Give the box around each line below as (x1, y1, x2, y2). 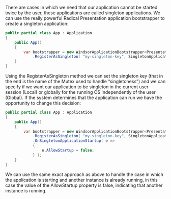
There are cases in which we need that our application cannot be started (5, 5, 158, 10)
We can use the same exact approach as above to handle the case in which (5, 171, 164, 178)
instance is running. (5, 187, 47, 193)
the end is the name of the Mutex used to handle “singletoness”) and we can (5, 79, 166, 84)
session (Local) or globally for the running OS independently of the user (5, 89, 156, 95)
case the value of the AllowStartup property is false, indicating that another (5, 182, 163, 188)
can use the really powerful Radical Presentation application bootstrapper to (5, 15, 165, 21)
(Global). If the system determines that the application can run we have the (5, 94, 162, 101)
